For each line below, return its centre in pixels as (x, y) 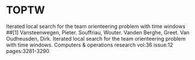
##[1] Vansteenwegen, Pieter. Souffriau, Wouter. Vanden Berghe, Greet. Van (98, 32)
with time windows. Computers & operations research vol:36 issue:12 (90, 45)
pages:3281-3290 (28, 51)
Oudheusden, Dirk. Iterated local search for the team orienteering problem (96, 38)
